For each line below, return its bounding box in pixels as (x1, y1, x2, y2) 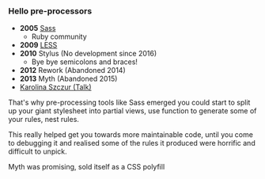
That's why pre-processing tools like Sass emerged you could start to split (8, 97, 251, 108)
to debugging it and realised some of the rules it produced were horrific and (8, 139, 256, 148)
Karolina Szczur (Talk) (19, 82, 93, 92)
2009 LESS (19, 40, 58, 50)
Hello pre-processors (8, 6, 93, 17)
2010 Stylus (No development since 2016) (19, 49, 157, 59)
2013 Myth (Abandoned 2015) (19, 74, 118, 84)
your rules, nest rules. (8, 115, 79, 124)
